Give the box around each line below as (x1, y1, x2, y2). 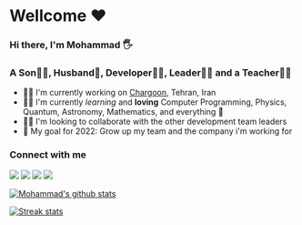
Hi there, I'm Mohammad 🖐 (9, 38, 134, 51)
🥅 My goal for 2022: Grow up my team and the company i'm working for (22, 126, 293, 137)
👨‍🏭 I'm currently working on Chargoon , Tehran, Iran (22, 87, 216, 98)
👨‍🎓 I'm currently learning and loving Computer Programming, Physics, (22, 97, 287, 107)
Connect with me (9, 148, 86, 161)
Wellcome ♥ (9, 5, 107, 26)
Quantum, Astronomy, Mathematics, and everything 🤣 (22, 107, 225, 118)
